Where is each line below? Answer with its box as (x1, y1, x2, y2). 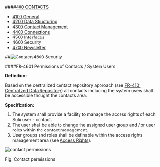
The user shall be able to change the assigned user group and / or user (12, 122, 155, 128)
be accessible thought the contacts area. (5, 93, 87, 98)
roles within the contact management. (12, 127, 89, 133)
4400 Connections (12, 29, 50, 35)
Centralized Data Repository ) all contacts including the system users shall (5, 88, 153, 93)
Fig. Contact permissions (5, 156, 56, 162)
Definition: (5, 73, 27, 78)
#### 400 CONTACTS (5, 4, 49, 10)
